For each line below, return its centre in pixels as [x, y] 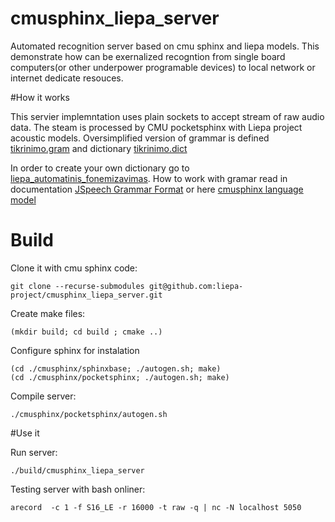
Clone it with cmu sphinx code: [74, 268]
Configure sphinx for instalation [75, 350]
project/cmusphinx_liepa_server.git [86, 295]
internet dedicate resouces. [67, 78]
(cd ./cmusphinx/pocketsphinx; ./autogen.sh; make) [120, 377]
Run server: [34, 452]
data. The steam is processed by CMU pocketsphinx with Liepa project [156, 127]
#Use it [25, 433]
